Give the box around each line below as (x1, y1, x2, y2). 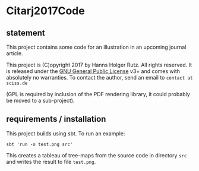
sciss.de (6, 80, 28, 86)
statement (6, 28, 46, 38)
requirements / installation (6, 114, 106, 124)
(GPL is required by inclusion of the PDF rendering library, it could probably (6, 91, 190, 97)
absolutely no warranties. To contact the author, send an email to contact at (6, 74, 193, 81)
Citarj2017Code (6, 4, 85, 18)
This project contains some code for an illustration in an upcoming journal (6, 43, 187, 50)
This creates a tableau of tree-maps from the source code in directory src (6, 151, 187, 159)
